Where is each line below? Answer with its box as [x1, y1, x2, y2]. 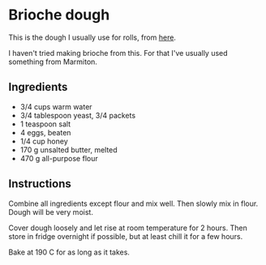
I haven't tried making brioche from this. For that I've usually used [8, 48, 229, 58]
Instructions [8, 177, 71, 191]
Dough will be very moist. [8, 207, 93, 216]
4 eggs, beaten [19, 127, 71, 137]
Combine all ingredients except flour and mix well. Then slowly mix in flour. [8, 199, 259, 208]
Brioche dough [8, 6, 110, 24]
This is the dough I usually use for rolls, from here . [8, 32, 177, 42]
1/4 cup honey [19, 136, 69, 146]
